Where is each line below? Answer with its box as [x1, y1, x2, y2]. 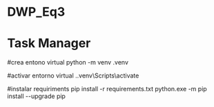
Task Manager [7, 36, 91, 51]
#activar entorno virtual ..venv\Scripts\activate [7, 71, 139, 80]
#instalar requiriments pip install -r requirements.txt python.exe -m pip [7, 85, 207, 93]
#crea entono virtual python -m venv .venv [7, 58, 129, 67]
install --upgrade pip [7, 92, 66, 100]
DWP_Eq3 [7, 4, 66, 20]
